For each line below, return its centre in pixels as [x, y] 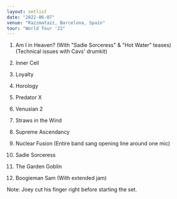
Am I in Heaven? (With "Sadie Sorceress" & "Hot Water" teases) [93, 45]
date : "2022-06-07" [31, 17]
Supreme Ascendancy [42, 132]
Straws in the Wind [38, 121]
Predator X [29, 97]
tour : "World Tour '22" [36, 28]
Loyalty [24, 74]
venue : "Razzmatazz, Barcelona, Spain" [56, 23]
